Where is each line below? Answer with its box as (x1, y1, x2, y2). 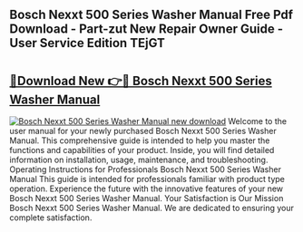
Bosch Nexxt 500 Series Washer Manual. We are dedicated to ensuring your (9, 203, 295, 213)
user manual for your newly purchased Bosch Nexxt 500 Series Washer (9, 126, 277, 136)
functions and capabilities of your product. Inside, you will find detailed (9, 145, 275, 155)
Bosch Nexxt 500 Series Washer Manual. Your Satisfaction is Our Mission (9, 193, 284, 203)
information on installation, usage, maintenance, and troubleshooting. (9, 154, 269, 165)
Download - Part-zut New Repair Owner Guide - (9, 22, 284, 37)
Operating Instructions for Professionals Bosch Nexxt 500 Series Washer (9, 164, 281, 175)
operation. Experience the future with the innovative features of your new (9, 183, 284, 194)
